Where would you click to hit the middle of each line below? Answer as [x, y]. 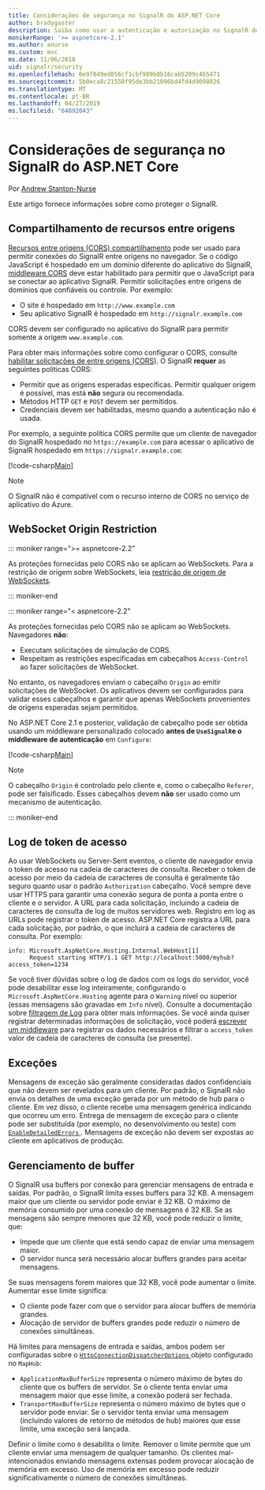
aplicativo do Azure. [41, 504]
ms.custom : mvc [33, 52]
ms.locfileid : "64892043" [50, 111]
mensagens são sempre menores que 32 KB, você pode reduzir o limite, [125, 1218]
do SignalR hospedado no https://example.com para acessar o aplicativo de [131, 441]
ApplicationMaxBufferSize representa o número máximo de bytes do [131, 1378]
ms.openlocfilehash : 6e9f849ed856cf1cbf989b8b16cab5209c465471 [114, 74]
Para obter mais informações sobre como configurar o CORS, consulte [123, 352]
